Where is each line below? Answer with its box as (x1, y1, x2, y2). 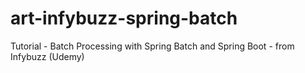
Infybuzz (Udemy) (10, 50, 85, 62)
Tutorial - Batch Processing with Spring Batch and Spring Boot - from (10, 40, 295, 52)
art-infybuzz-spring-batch (10, 7, 238, 30)
